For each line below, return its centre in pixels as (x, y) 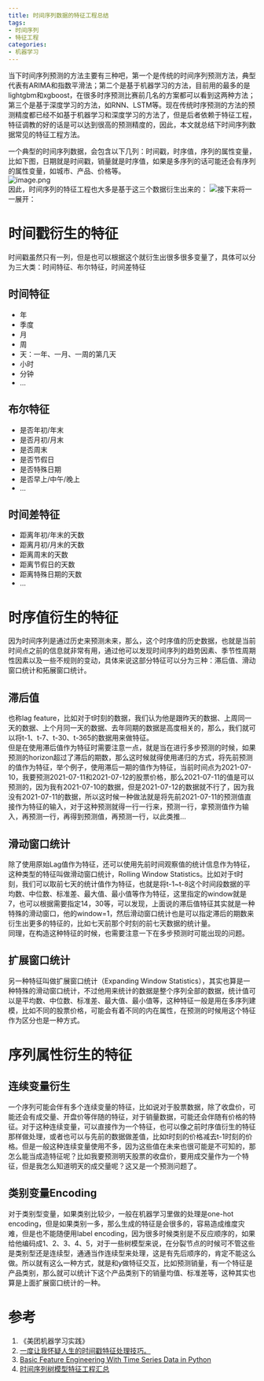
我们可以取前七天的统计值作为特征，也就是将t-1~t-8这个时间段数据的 (133, 884)
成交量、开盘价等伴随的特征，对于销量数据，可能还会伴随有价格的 (142, 1116)
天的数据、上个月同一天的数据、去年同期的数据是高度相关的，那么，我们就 (128, 728)
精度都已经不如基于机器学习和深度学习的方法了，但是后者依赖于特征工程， (135, 115)
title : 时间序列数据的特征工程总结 (59, 15)
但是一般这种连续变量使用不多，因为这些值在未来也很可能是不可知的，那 (139, 1146)
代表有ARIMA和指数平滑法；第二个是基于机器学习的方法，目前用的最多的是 (129, 85)
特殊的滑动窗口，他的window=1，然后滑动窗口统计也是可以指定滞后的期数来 (131, 913)
